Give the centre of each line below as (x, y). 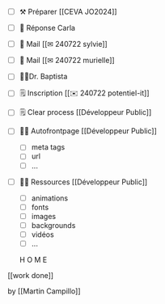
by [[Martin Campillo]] (44, 291)
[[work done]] (31, 275)
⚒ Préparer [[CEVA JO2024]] (68, 12)
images (44, 216)
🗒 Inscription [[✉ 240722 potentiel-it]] (85, 93)
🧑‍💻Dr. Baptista (43, 77)
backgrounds (53, 225)
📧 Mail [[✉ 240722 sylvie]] (63, 44)
